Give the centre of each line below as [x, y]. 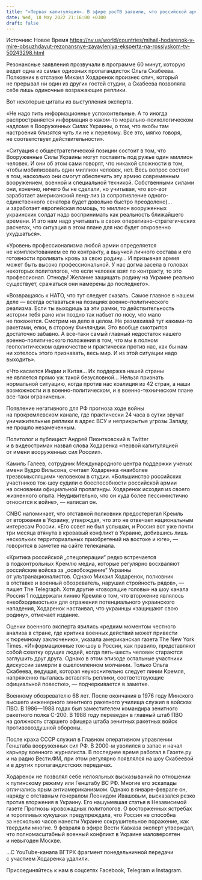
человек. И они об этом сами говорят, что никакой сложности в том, [95, 164]
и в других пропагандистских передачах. [60, 765]
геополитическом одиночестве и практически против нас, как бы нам [97, 347]
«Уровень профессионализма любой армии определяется [81, 246]
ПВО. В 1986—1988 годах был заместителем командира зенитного [92, 708]
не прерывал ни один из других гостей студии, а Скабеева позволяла [96, 84]
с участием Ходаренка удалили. [48, 859]
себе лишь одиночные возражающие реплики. [67, 90]
